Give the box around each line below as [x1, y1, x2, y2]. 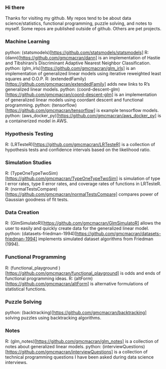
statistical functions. [5, 286, 47, 292]
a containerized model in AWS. [5, 118, 68, 124]
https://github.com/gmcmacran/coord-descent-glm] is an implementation [6, 91, 157, 98]
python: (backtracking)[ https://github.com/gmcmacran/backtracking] [5, 310, 147, 316]
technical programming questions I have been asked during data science [5, 354, 154, 360]
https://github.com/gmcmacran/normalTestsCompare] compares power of [6, 191, 159, 197]
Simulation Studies [5, 159, 52, 166]
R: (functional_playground [5, 264, 58, 271]
